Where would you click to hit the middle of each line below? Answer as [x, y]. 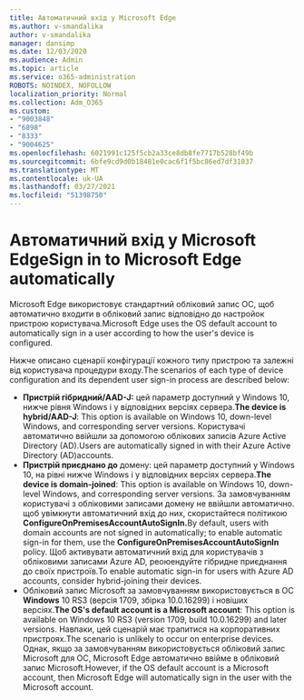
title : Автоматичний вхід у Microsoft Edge [93, 18]
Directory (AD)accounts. [68, 455]
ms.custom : [30, 111]
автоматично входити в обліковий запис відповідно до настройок [137, 314]
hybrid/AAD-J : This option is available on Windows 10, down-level [147, 416]
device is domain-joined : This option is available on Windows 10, [145, 484]
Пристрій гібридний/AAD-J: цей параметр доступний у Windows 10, [156, 397]
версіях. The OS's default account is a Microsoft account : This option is [158, 609]
